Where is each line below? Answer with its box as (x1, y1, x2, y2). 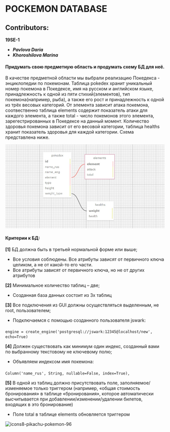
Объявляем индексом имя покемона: (12, 359, 94, 365)
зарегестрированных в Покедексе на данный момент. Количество (5, 118, 149, 125)
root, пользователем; (5, 307, 51, 313)
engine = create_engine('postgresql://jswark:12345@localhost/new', (5, 329, 153, 334)
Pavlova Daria (12, 47, 44, 52)
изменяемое (5, 385, 33, 391)
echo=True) (5, 334, 28, 340)
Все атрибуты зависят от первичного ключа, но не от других (12, 267, 145, 273)
